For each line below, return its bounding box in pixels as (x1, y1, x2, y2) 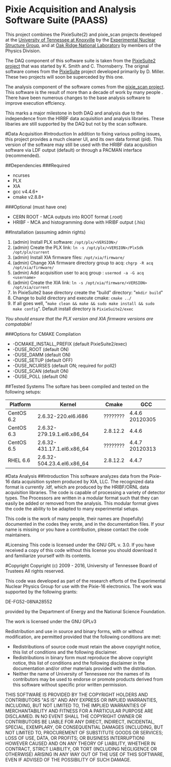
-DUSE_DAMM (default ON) (12, 352, 71, 358)
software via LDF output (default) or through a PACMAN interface (5, 147, 142, 153)
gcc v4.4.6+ (12, 188, 38, 195)
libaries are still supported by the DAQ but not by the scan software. (5, 121, 148, 127)
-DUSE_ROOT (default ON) (12, 346, 69, 352)
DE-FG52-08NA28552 (5, 598, 52, 605)
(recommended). (5, 152, 41, 158)
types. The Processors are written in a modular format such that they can (5, 495, 159, 501)
